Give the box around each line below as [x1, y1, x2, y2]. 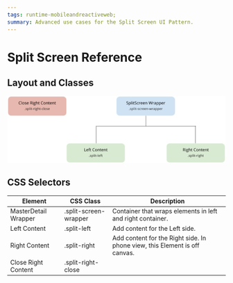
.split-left [64, 224, 92, 232]
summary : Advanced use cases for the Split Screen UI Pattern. [7, 18, 194, 26]
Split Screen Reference [7, 49, 142, 65]
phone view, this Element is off [112, 241, 200, 250]
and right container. [112, 214, 169, 223]
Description [150, 197, 185, 205]
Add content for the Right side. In [112, 234, 207, 242]
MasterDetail [10, 207, 47, 216]
